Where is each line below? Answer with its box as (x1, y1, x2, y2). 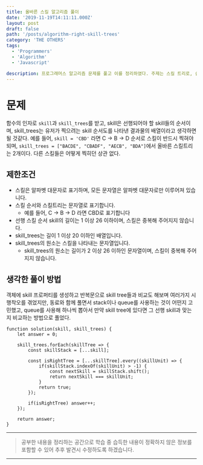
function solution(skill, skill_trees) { (6, 326, 112, 332)
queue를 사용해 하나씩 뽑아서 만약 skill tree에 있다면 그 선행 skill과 (24, 306, 181, 314)
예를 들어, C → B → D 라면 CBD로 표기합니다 (24, 209, 130, 217)
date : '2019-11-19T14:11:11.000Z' (6, 15, 94, 21)
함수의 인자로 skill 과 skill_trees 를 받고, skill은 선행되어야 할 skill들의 (6, 119, 175, 127)
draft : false (6, 25, 39, 32)
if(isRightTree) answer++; (28, 400, 96, 406)
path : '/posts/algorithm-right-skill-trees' (6, 31, 120, 38)
